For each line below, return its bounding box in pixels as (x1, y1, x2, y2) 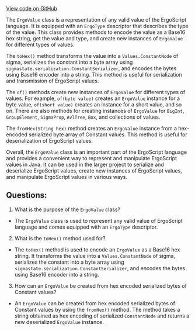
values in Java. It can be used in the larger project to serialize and (6, 161, 165, 168)
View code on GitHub (6, 5, 57, 12)
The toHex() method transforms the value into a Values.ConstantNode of (6, 53, 179, 59)
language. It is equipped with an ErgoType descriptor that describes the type (6, 23, 189, 29)
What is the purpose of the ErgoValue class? (14, 206, 121, 213)
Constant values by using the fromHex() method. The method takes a (14, 306, 180, 313)
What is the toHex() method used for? (14, 235, 106, 242)
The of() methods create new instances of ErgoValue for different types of (6, 89, 186, 95)
